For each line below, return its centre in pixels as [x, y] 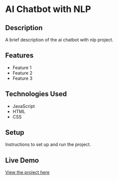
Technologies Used [36, 94]
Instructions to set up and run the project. [48, 144]
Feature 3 [22, 78]
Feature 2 [22, 73]
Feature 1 [22, 67]
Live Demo [22, 160]
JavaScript [24, 106]
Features [19, 55]
